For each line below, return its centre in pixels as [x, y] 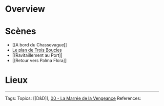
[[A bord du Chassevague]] [40, 45]
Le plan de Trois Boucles [37, 50]
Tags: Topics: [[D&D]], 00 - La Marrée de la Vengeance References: [73, 98]
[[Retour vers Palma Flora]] [39, 61]
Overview [25, 9]
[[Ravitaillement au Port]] [37, 55]
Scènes [21, 32]
